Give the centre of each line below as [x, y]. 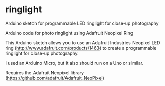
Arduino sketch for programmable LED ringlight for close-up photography [82, 23]
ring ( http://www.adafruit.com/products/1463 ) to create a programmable [81, 48]
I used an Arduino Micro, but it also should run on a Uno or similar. [74, 63]
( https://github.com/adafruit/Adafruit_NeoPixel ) [55, 78]
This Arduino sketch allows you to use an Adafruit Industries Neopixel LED [83, 42]
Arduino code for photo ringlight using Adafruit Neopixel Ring [69, 33]
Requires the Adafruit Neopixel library [45, 73]
